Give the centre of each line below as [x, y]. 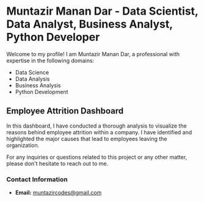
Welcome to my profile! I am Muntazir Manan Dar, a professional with [93, 54]
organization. [23, 145]
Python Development [42, 92]
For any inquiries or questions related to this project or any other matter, [97, 157]
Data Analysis [32, 79]
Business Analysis [38, 85]
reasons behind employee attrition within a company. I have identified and [99, 132]
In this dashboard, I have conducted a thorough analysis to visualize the [97, 126]
